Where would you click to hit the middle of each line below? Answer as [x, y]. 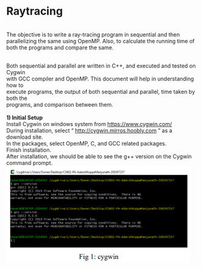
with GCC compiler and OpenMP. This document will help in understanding [100, 79]
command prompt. [30, 163]
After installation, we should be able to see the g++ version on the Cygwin [99, 156]
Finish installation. [29, 150]
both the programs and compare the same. [60, 48]
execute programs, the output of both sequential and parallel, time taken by [101, 91]
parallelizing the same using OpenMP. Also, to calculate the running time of [100, 41]
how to [15, 85]
